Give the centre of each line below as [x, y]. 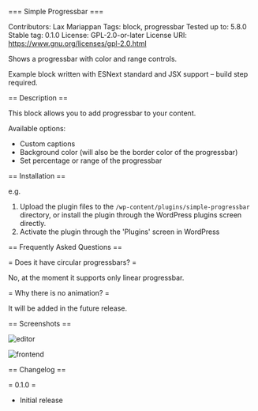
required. [23, 83]
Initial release [41, 400]
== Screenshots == [40, 324]
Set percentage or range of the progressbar [91, 160]
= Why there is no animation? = [59, 293]
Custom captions [47, 144]
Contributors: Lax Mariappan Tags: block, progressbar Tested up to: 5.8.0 [127, 26]
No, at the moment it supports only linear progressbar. [96, 277]
